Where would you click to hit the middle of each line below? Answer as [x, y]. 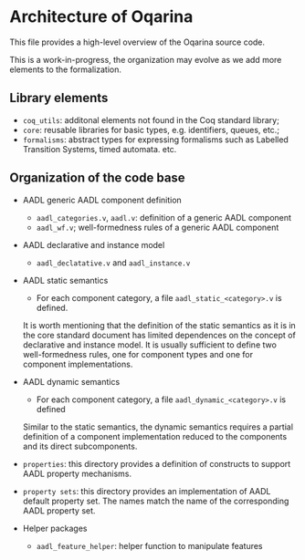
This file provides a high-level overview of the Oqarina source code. [137, 42]
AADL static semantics [65, 280]
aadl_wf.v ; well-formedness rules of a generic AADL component [158, 227]
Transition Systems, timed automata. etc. [100, 149]
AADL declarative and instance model [94, 244]
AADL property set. [59, 510]
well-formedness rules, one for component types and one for [138, 354]
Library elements [59, 98]
